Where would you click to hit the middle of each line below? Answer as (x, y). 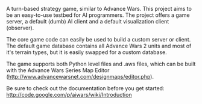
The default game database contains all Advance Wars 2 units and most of (99, 46)
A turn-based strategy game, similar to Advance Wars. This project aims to (99, 9)
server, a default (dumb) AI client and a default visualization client (88, 21)
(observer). (20, 28)
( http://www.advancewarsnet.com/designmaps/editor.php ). (80, 77)
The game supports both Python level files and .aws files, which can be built (101, 64)
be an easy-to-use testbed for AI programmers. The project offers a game (98, 15)
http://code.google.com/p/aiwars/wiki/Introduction (69, 95)
